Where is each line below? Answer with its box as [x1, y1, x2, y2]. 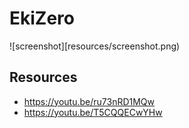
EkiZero [9, 7, 76, 30]
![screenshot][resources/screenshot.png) [9, 40, 181, 52]
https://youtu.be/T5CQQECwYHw [23, 106, 163, 118]
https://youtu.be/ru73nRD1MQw [23, 95, 156, 107]
